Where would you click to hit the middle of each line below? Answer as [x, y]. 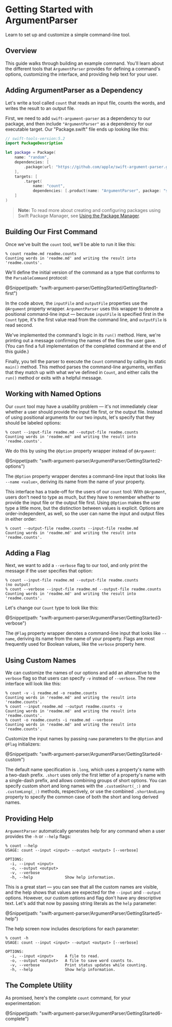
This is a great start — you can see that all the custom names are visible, [82, 887]
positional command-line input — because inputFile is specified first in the [85, 314]
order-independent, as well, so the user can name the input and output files [85, 513]
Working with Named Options [53, 394]
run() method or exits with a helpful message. [54, 378]
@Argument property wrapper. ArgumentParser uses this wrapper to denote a [84, 308]
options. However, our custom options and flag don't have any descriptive [83, 898]
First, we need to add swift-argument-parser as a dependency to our [78, 118]
